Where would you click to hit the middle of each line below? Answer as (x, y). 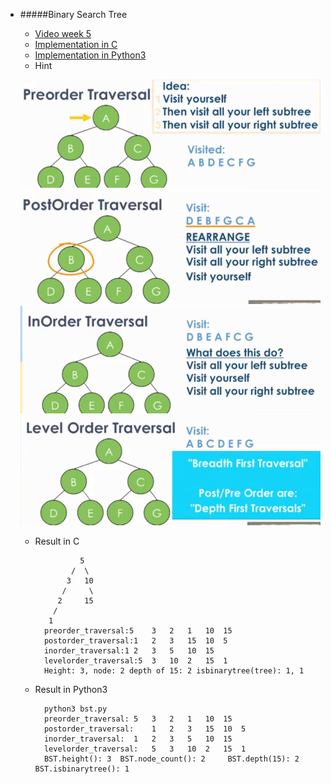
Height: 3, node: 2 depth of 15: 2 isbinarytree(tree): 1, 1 (174, 670)
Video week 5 (63, 33)
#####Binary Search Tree (73, 14)
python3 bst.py (75, 709)
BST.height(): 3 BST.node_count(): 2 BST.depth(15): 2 (171, 759)
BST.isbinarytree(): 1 (82, 769)
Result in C (57, 541)
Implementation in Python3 (90, 55)
